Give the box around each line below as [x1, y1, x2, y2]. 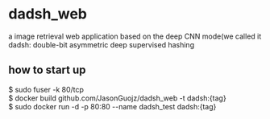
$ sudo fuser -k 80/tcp [8, 84, 85, 94]
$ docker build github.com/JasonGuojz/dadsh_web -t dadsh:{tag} [8, 93, 227, 103]
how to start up [8, 64, 86, 77]
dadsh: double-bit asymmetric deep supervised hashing [8, 39, 195, 49]
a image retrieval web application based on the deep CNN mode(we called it [8, 31, 262, 41]
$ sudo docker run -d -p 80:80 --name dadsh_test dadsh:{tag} [8, 101, 217, 111]
